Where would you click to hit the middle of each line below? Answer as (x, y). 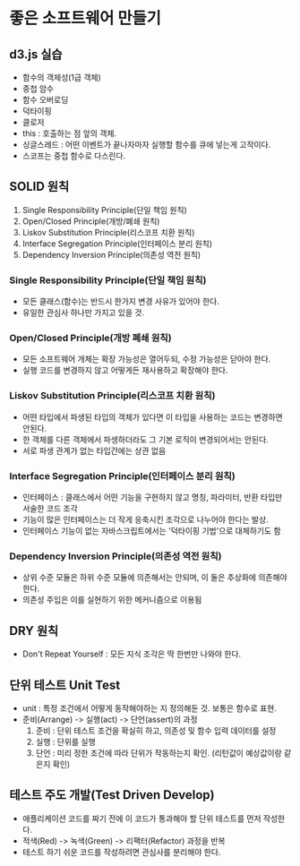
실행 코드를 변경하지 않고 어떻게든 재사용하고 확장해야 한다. (125, 370)
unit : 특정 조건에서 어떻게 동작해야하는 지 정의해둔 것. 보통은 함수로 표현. (150, 707)
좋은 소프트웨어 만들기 (85, 18)
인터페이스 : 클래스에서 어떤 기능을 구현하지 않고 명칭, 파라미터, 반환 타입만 (152, 497)
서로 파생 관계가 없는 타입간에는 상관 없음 (94, 450)
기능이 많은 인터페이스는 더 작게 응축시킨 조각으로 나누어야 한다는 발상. (145, 519)
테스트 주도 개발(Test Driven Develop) (112, 795)
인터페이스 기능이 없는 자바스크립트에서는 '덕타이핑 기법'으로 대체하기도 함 (151, 531)
